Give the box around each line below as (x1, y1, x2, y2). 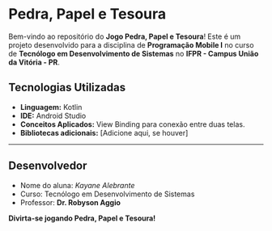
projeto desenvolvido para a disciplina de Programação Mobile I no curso (8, 40, 254, 49)
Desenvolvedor (8, 159, 87, 173)
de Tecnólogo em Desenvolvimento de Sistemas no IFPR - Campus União (8, 48, 259, 58)
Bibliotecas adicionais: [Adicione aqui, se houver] (19, 128, 189, 137)
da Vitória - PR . (8, 57, 61, 67)
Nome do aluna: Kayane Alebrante (19, 180, 135, 190)
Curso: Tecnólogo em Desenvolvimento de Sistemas (19, 189, 195, 199)
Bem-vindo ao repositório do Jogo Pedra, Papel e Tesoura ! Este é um (8, 31, 241, 41)
